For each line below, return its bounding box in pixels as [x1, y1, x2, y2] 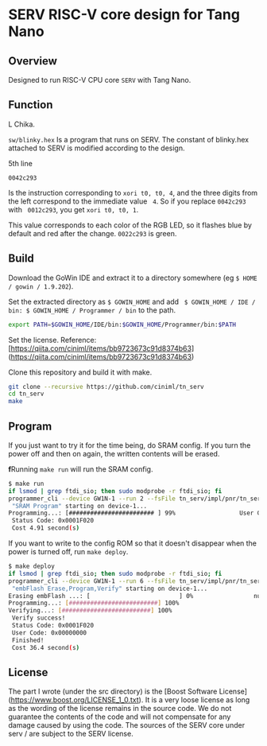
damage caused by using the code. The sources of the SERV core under [8, 721, 245, 730]
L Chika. [8, 119, 36, 129]
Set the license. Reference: [8, 335, 97, 344]
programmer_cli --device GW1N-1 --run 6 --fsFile [8, 577, 176, 585]
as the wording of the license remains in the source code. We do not [8, 704, 232, 713]
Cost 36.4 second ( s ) [11, 643, 80, 651]
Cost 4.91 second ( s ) [11, 524, 80, 532]
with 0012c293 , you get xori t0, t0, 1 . [8, 204, 139, 214]
